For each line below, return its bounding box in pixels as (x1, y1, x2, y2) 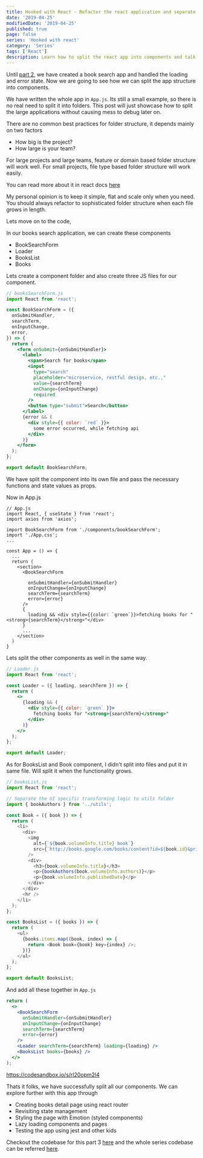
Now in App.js (6, 493, 41, 501)
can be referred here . (6, 1145, 59, 1152)
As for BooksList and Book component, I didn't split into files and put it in (6, 761, 187, 768)
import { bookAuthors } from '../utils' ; (6, 801, 112, 807)
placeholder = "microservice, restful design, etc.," (33, 374, 166, 381)
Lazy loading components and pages (14, 1120, 108, 1128)
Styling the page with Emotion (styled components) (14, 1114, 143, 1121)
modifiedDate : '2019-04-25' (6, 20, 77, 26)
